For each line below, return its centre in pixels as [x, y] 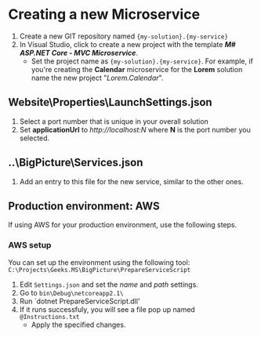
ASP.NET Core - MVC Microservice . [79, 53]
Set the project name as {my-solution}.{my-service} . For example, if [142, 61]
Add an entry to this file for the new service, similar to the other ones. [132, 181]
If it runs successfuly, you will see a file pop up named [107, 309]
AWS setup [30, 245]
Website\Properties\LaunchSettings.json [111, 102]
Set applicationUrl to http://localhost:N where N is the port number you [135, 129]
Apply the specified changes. [78, 324]
